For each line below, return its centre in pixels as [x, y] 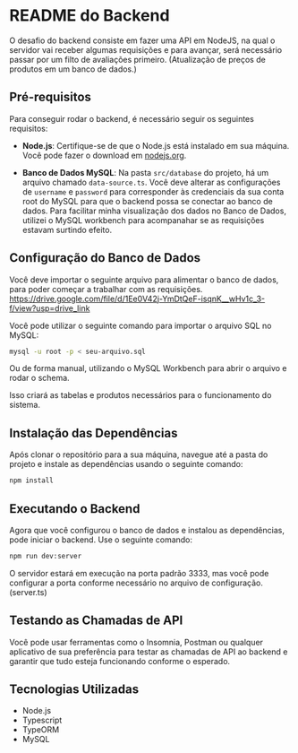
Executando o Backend [75, 509]
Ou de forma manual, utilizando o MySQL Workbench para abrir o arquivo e [148, 368]
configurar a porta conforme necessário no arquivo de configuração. [136, 583]
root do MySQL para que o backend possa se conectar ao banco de [147, 201]
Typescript [42, 720]
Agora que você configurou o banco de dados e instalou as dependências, [147, 530]
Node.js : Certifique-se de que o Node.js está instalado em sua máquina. [156, 145]
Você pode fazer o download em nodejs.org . [104, 155]
